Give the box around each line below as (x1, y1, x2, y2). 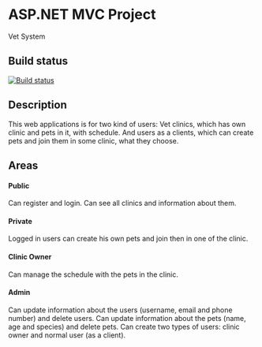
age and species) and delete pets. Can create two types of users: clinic (8, 322, 240, 331)
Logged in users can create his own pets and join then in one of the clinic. (8, 234, 249, 244)
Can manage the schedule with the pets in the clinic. (8, 270, 179, 279)
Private (8, 216, 33, 226)
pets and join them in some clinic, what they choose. (8, 136, 179, 145)
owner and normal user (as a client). (8, 330, 126, 340)
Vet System (8, 32, 46, 41)
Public (8, 181, 30, 190)
